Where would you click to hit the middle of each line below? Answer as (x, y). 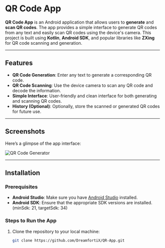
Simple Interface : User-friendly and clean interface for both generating (84, 96)
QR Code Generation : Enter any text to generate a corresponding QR (82, 75)
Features (19, 63)
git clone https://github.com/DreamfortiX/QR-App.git (68, 240)
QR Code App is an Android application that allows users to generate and (79, 22)
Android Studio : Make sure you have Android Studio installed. (75, 197)
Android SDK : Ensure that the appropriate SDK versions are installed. (82, 203)
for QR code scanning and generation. (44, 43)
